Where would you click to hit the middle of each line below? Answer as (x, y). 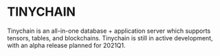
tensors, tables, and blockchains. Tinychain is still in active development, (110, 38)
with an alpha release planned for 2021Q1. (66, 45)
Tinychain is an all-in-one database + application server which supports (109, 31)
